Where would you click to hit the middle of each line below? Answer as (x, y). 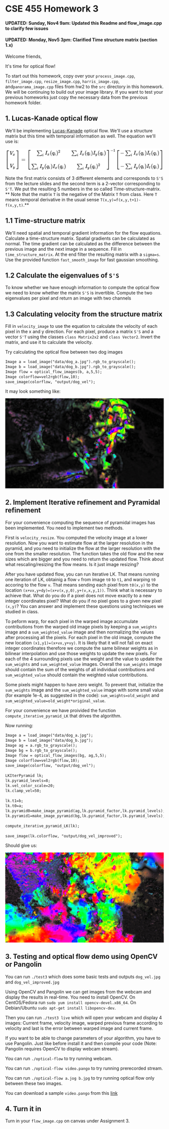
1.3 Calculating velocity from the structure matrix (84, 314)
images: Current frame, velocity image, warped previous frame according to (84, 1023)
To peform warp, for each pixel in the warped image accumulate (72, 621)
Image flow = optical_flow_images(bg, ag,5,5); (56, 755)
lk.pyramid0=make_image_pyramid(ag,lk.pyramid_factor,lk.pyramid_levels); (85, 811)
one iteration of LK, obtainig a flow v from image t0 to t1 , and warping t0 (80, 579)
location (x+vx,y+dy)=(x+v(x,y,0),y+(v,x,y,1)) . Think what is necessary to (84, 590)
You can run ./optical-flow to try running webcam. (59, 1059)
